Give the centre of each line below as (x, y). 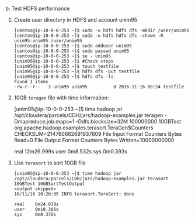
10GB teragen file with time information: (61, 98)
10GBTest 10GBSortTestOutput (49, 184)
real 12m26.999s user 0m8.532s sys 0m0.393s (71, 151)
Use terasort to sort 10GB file (50, 163)
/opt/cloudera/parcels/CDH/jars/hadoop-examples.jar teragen (88, 115)
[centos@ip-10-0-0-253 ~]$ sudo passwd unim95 (72, 51)
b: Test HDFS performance (38, 8)
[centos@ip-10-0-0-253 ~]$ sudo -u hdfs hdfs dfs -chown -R (88, 36)
